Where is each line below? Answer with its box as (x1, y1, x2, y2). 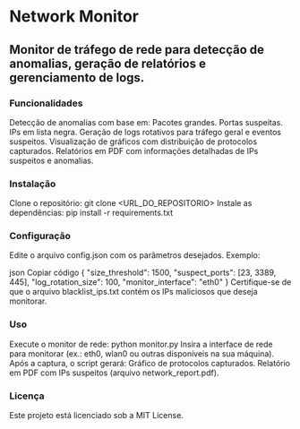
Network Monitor (9, 6, 139, 27)
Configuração (9, 230, 72, 243)
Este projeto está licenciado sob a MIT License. (9, 410, 184, 421)
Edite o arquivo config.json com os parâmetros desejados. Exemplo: (9, 250, 261, 261)
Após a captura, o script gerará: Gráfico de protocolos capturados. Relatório (9, 357, 291, 368)
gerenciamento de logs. (9, 70, 145, 85)
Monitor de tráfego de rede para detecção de (9, 42, 265, 57)
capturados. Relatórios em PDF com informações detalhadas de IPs (9, 145, 259, 156)
